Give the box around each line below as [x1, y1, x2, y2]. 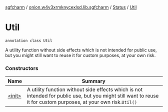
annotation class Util [5, 38, 52, 43]
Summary [81, 77, 106, 84]
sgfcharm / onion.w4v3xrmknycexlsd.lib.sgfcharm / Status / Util [5, 4, 137, 10]
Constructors [5, 64, 38, 71]
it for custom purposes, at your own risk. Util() [26, 98, 137, 105]
